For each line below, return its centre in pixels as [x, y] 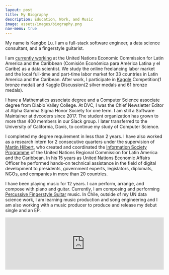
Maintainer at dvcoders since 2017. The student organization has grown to [82, 116]
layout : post [19, 10]
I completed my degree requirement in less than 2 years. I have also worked [84, 136]
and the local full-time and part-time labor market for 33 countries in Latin [82, 74]
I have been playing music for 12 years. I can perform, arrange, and [75, 184]
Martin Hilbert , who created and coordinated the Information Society [76, 147]
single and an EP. [23, 211]
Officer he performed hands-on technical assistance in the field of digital [81, 163]
